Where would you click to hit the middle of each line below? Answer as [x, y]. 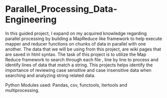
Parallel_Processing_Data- [61, 9]
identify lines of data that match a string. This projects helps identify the [79, 65]
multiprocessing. [22, 90]
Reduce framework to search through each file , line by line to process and [82, 59]
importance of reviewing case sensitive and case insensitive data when [79, 70]
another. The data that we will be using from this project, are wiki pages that [83, 49]
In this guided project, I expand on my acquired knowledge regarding [76, 33]
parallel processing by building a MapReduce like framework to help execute [84, 39]
